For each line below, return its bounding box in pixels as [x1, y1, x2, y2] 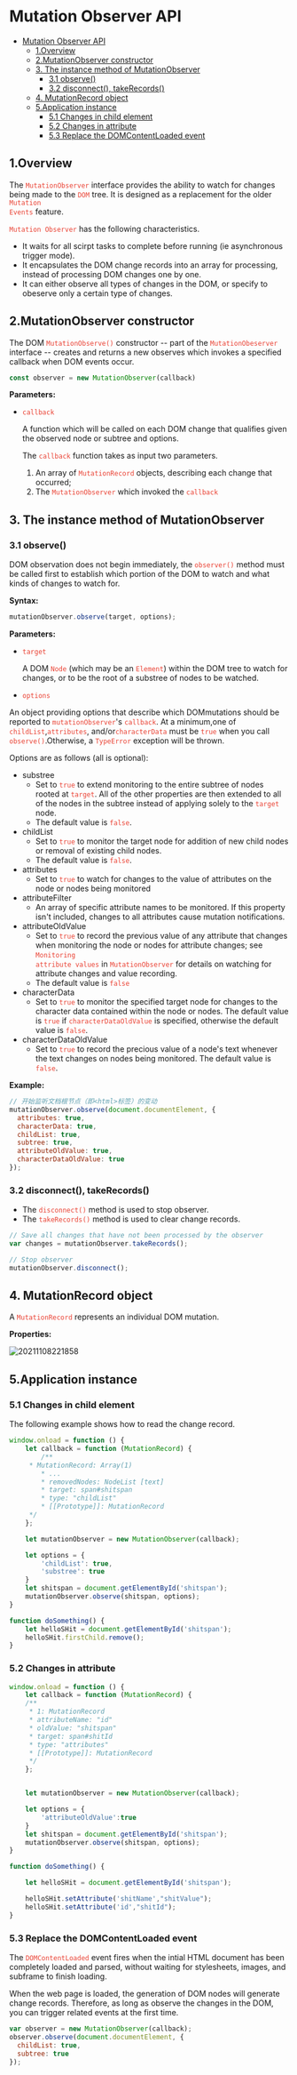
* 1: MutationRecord [28, 1707, 105, 1717]
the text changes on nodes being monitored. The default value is [35, 1054, 272, 1063]
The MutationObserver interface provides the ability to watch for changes [9, 180, 276, 190]
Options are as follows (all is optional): [9, 753, 149, 763]
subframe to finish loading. [9, 1971, 108, 1982]
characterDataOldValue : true [17, 1155, 125, 1164]
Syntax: [9, 596, 39, 606]
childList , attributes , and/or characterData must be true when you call [9, 726, 270, 736]
